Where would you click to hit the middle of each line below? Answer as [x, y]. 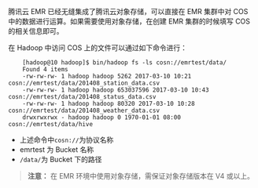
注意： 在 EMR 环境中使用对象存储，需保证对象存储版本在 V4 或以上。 [140, 176]
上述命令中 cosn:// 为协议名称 [66, 140]
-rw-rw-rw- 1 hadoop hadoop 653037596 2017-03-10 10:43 [116, 90]
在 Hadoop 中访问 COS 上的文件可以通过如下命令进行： [98, 48]
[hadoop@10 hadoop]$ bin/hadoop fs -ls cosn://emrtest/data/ [124, 63]
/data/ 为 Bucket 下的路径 [61, 159]
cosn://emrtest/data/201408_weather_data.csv [84, 110]
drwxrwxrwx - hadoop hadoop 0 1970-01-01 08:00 [101, 117]
